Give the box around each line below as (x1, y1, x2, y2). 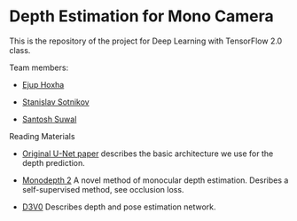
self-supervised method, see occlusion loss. (21, 184, 184, 194)
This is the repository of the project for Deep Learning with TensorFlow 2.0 (9, 36, 283, 46)
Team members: (9, 62, 69, 73)
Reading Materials (9, 130, 75, 141)
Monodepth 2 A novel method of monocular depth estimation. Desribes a (21, 175, 289, 185)
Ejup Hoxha (21, 79, 65, 90)
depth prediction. (21, 157, 86, 168)
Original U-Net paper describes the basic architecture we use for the (21, 148, 274, 159)
